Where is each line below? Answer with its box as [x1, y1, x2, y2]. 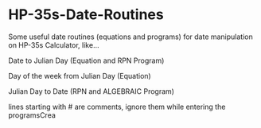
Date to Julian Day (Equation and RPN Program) [8, 56, 165, 65]
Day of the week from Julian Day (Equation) [8, 71, 151, 80]
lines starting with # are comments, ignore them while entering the [8, 102, 226, 111]
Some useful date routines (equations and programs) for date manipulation [8, 32, 253, 41]
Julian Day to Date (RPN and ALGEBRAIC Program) [8, 86, 175, 96]
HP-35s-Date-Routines [8, 6, 165, 24]
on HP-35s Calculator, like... [8, 40, 99, 49]
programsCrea [8, 110, 56, 120]
